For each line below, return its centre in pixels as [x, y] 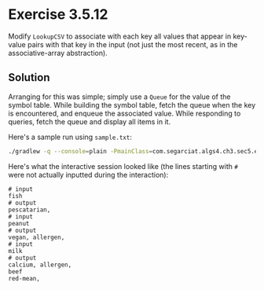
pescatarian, [29, 210]
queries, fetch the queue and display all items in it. [90, 121]
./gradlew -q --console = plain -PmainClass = [81, 151]
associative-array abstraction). [58, 53]
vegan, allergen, [37, 237]
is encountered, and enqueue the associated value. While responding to [125, 113]
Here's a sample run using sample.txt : [70, 137]
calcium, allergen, [40, 265]
